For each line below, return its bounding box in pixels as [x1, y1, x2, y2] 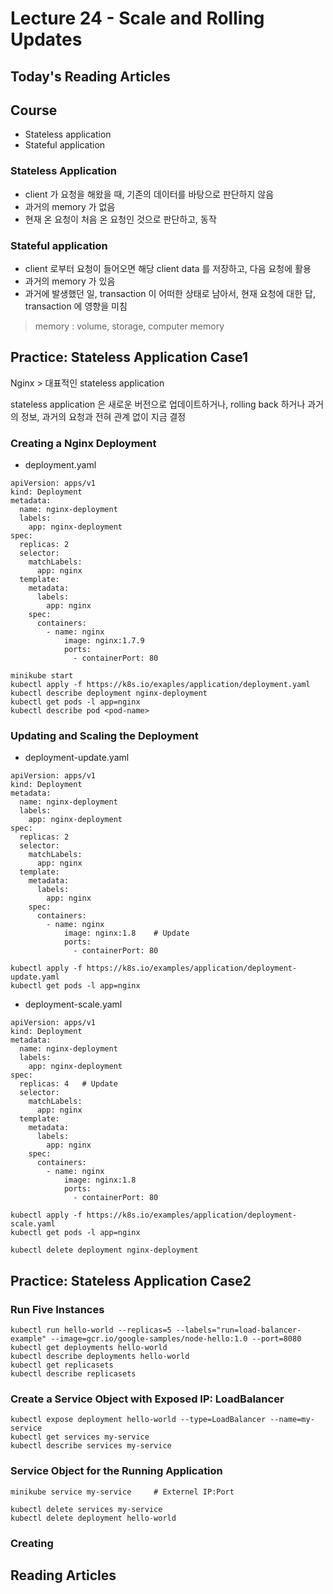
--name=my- [269, 1415, 315, 1425]
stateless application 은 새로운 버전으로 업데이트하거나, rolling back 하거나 [10, 398, 306, 410]
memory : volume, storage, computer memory [34, 320, 225, 332]
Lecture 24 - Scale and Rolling [10, 7, 265, 30]
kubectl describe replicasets [10, 1369, 137, 1379]
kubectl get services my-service [10, 1432, 150, 1442]
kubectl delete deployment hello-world [10, 1513, 177, 1523]
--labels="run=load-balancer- [175, 1325, 302, 1336]
